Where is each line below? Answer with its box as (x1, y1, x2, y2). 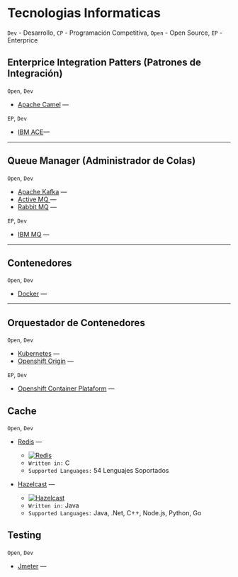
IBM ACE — (17, 128, 50, 136)
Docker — (17, 289, 47, 298)
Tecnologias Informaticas (7, 5, 161, 21)
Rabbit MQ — (17, 202, 57, 211)
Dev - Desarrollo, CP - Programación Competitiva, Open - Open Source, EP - (7, 28, 223, 37)
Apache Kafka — (17, 187, 67, 196)
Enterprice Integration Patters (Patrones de (7, 57, 202, 69)
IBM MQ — (17, 230, 50, 238)
